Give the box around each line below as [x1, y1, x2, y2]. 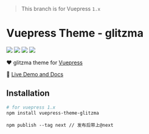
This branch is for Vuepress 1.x [21, 5, 101, 12]
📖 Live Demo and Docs [6, 70, 64, 78]
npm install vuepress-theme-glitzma [6, 110, 99, 116]
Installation [6, 88, 50, 99]
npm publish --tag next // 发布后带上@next [6, 122, 114, 128]
